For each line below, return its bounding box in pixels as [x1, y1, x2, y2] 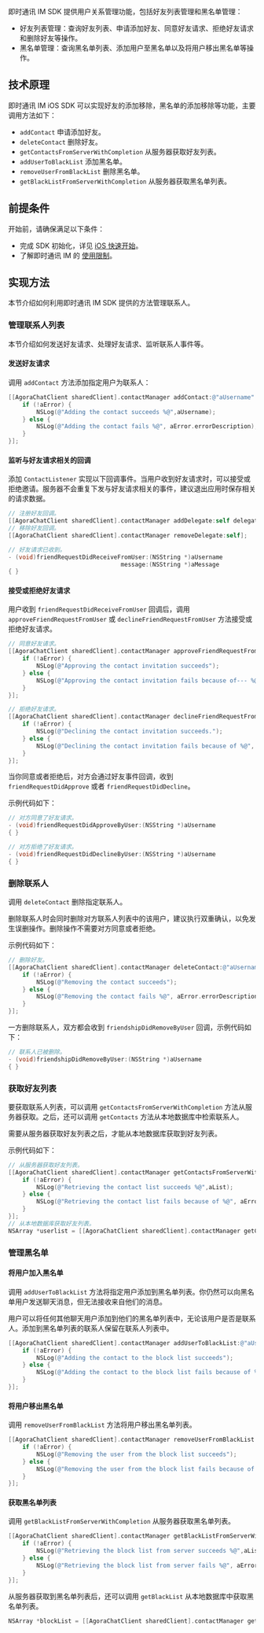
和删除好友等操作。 [19, 34, 82, 42]
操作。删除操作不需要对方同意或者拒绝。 [28, 924, 159, 933]
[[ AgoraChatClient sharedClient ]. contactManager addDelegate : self [8, 517, 230, 525]
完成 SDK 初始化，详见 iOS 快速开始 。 [19, 241, 143, 250]
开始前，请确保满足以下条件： [8, 224, 104, 234]
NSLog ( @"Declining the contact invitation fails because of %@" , [36, 742, 255, 750]
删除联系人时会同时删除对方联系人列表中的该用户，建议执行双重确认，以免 [8, 914, 249, 923]
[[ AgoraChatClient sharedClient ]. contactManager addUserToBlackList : [8, 1339, 241, 1347]
